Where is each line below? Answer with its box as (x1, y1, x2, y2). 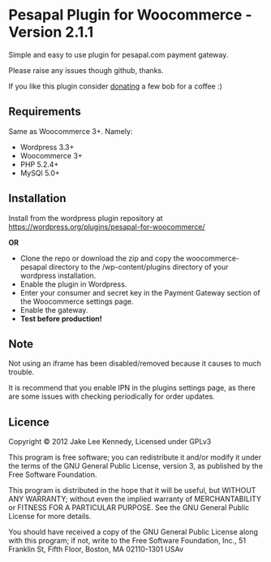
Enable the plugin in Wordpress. (19, 279, 127, 289)
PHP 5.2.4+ (19, 159, 59, 169)
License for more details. (8, 512, 92, 521)
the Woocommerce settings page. (19, 296, 134, 306)
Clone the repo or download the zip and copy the (19, 253, 185, 263)
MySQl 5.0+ (19, 168, 61, 178)
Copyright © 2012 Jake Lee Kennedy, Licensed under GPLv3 (8, 437, 212, 447)
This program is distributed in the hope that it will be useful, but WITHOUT (8, 486, 256, 495)
